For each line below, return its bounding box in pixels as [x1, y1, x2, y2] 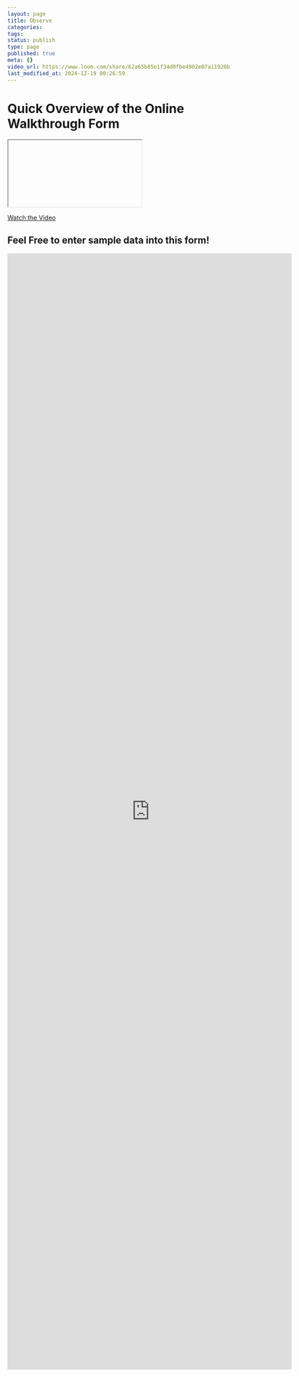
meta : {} [7, 57, 33, 64]
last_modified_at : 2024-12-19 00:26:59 [7, 70, 126, 77]
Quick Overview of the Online [7, 100, 185, 117]
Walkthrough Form [7, 115, 120, 131]
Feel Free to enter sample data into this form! [7, 234, 210, 246]
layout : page [7, 10, 46, 18]
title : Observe [7, 17, 53, 24]
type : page [7, 43, 40, 50]
